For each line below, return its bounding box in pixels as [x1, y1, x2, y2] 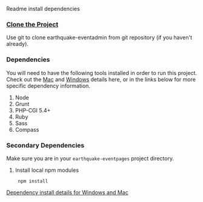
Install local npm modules [15, 166, 79, 174]
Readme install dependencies [6, 5, 80, 12]
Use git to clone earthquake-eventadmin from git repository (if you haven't [6, 34, 193, 41]
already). [6, 41, 29, 48]
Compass [15, 126, 39, 133]
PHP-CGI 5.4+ [15, 106, 51, 114]
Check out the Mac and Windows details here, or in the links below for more [6, 76, 196, 83]
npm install [18, 178, 48, 184]
